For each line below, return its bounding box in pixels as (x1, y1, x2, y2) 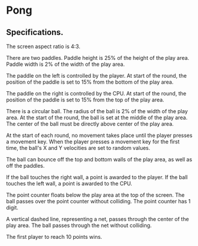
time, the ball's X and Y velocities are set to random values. (6, 145, 151, 151)
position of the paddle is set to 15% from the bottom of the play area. (6, 78, 174, 85)
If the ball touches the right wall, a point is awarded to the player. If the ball (6, 174, 188, 181)
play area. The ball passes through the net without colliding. (6, 222, 152, 229)
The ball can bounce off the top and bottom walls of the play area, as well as (6, 156, 193, 163)
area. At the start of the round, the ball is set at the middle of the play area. (6, 114, 188, 121)
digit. (6, 204, 19, 211)
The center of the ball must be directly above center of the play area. (6, 120, 174, 127)
